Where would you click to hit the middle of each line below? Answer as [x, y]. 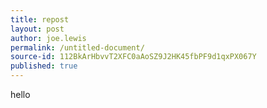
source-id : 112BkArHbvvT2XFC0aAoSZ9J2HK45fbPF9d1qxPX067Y [133, 57]
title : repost [40, 19]
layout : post [37, 29]
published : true [44, 66]
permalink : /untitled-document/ [77, 47]
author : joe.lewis [48, 38]
